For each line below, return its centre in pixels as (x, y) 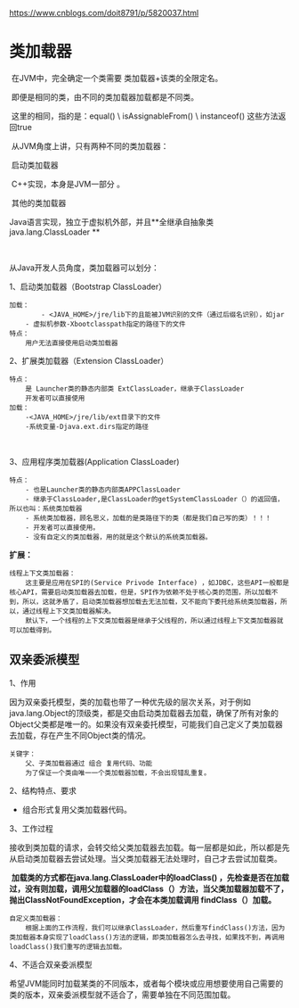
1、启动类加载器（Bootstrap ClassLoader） (88, 286)
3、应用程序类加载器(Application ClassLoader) (94, 461)
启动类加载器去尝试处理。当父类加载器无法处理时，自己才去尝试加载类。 (149, 858)
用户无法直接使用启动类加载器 (72, 343)
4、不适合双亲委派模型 (51, 964)
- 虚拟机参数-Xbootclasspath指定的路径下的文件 (105, 324)
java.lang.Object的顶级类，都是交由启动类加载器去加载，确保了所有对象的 (144, 713)
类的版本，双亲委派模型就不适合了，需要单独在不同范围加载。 (122, 995)
